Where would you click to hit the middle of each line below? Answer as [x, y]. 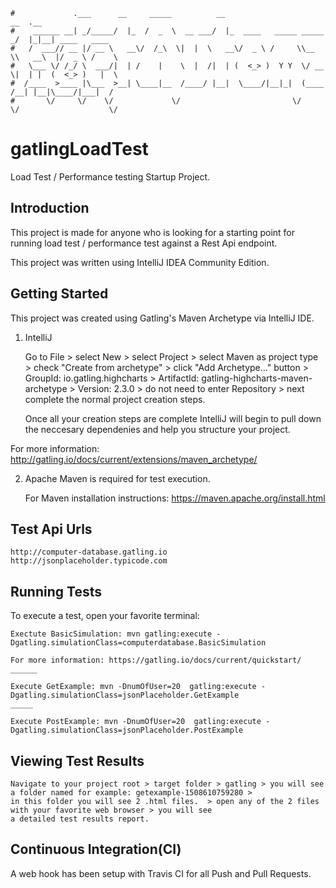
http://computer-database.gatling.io [89, 552]
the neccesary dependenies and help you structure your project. [157, 429]
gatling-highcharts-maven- [257, 378]
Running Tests [56, 591]
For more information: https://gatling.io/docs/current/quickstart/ [156, 660]
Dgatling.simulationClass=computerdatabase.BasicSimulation [138, 643]
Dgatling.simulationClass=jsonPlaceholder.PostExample [127, 730]
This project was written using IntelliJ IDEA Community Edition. [140, 262]
